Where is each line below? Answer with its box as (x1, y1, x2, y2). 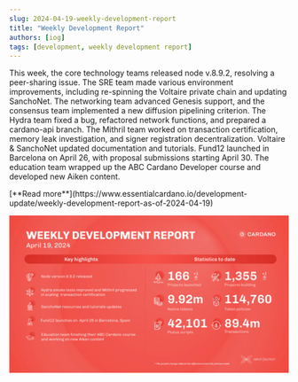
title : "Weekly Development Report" (9, 23, 145, 33)
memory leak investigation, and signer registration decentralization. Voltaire (9, 134, 286, 144)
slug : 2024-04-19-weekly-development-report (9, 14, 176, 23)
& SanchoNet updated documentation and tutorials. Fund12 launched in (9, 143, 270, 154)
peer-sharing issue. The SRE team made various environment (9, 77, 234, 88)
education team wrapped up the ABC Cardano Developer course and (9, 162, 262, 173)
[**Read (9, 189, 42, 199)
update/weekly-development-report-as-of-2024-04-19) (9, 198, 214, 208)
